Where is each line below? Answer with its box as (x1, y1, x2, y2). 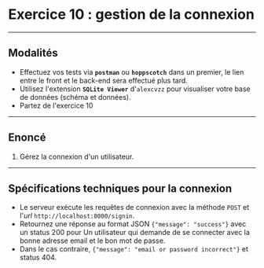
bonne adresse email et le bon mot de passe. (19, 236, 166, 245)
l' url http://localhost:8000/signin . (19, 211, 135, 221)
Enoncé (8, 131, 46, 145)
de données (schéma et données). (19, 92, 131, 101)
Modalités (8, 46, 59, 60)
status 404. (19, 253, 57, 262)
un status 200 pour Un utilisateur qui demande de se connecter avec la (19, 228, 250, 237)
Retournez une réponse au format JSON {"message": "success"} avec (19, 219, 247, 229)
